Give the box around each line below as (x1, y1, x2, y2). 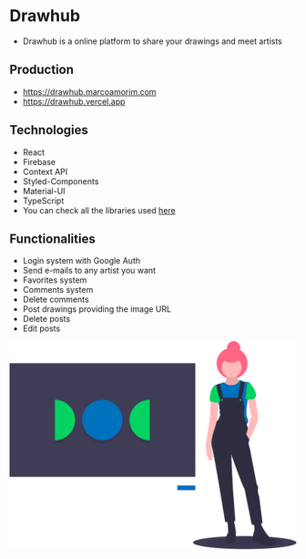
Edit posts (22, 323, 61, 334)
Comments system (22, 285, 94, 295)
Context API (22, 166, 68, 177)
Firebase (22, 156, 56, 167)
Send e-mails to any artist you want (22, 265, 157, 276)
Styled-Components (22, 175, 99, 187)
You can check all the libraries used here (22, 204, 176, 215)
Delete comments (22, 294, 89, 305)
